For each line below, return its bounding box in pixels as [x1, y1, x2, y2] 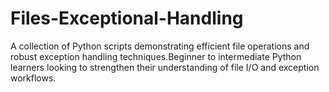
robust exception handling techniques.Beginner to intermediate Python [10, 50, 302, 62]
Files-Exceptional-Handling [10, 7, 244, 30]
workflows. [10, 72, 57, 84]
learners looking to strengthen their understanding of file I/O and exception [10, 61, 320, 73]
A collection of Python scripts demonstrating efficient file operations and [10, 40, 310, 52]
